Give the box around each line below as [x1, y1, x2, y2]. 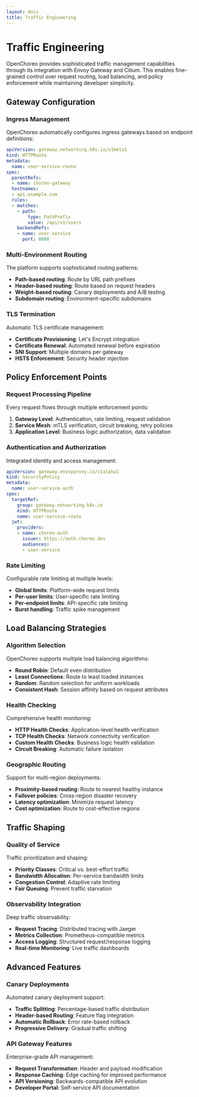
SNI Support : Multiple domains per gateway [14, 348, 124, 355]
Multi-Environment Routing [6, 250, 88, 259]
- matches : [11, 202, 39, 208]
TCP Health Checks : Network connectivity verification [14, 732, 150, 739]
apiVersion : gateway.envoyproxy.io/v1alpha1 [6, 468, 119, 474]
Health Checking [6, 701, 56, 709]
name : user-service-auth [11, 485, 74, 491]
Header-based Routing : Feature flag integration [14, 1012, 134, 1019]
